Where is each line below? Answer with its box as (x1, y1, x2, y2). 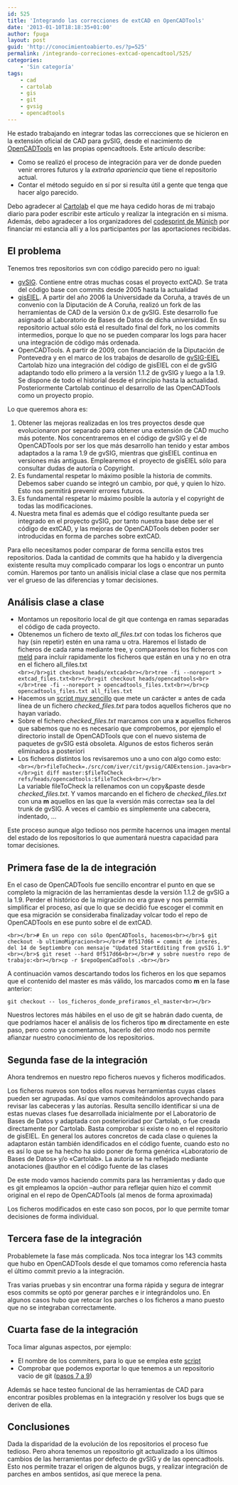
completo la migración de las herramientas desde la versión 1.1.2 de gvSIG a (7, 888, 229, 897)
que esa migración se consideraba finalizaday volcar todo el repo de (7, 911, 208, 919)
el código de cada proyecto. (17, 622, 100, 631)
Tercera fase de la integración (7, 1233, 142, 1245)
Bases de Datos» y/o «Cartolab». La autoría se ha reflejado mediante (7, 1155, 208, 1162)
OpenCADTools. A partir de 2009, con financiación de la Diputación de (17, 345, 225, 354)
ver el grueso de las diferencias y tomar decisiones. (7, 576, 158, 584)
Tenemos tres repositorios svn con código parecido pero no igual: (7, 264, 200, 272)
